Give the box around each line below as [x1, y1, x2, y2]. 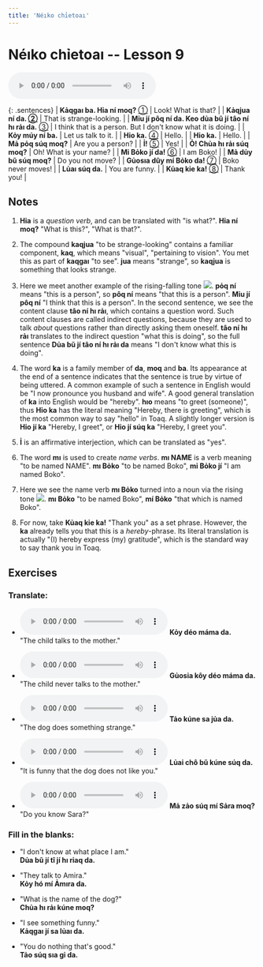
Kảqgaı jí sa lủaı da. [19, 927, 85, 936]
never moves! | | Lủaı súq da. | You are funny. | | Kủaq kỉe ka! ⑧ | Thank [8, 163, 246, 174]
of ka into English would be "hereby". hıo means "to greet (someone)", [19, 397, 249, 407]
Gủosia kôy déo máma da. [169, 671, 256, 680]
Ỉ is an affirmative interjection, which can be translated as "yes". [19, 437, 227, 447]
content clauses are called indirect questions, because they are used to [19, 315, 252, 324]
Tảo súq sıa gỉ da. [19, 950, 79, 960]
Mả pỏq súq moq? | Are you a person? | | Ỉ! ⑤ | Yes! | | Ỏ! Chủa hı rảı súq [8, 139, 250, 148]
